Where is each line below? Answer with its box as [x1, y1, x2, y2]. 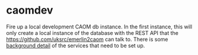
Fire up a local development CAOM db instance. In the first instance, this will [6, 23, 193, 30]
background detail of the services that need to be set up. [6, 42, 145, 49]
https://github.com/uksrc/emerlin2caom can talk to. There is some [6, 35, 168, 43]
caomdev [6, 4, 53, 17]
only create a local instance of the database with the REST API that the [6, 29, 179, 36]
